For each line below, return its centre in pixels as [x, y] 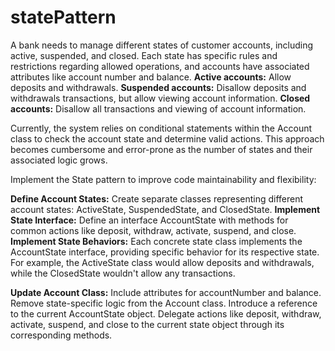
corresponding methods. [61, 335]
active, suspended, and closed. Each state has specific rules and [144, 55]
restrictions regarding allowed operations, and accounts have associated [160, 66]
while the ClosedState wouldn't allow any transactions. [123, 273]
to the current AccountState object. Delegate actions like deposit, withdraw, [166, 313]
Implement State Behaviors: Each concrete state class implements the [156, 241]
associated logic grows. [59, 160]
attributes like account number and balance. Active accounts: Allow [151, 77]
